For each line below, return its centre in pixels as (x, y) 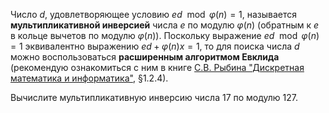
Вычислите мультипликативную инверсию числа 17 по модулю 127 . (154, 97)
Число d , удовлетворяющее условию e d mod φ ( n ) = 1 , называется (154, 14)
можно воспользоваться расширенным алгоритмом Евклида (145, 57)
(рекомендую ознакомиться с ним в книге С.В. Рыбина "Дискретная (157, 67)
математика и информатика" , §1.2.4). (89, 78)
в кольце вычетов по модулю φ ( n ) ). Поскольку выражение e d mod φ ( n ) (165, 35)
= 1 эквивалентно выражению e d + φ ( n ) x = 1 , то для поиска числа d (155, 46)
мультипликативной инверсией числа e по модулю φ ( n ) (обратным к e (165, 25)
